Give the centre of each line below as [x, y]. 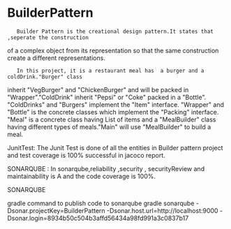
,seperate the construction [48, 37]
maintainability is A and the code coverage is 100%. [81, 176]
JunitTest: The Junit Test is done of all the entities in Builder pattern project [115, 147]
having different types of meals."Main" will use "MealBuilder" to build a [109, 126]
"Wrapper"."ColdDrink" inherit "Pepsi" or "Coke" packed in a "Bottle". [107, 97]
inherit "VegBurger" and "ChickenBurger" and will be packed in [98, 89]
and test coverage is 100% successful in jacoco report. [86, 155]
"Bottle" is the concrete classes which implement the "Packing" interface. [113, 112]
